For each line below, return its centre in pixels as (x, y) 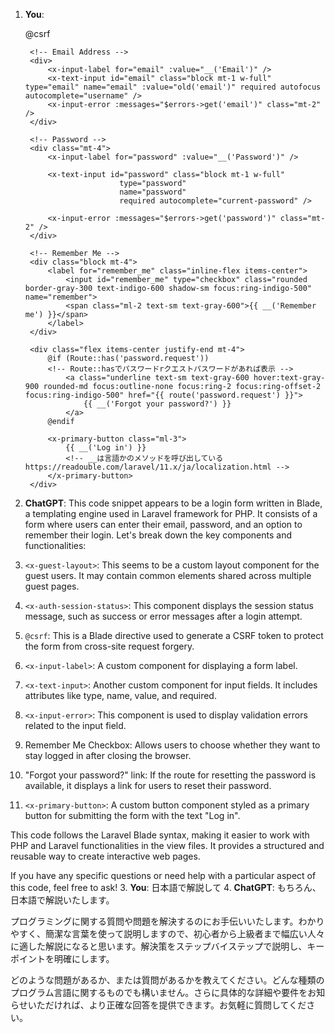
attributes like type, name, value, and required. (120, 695)
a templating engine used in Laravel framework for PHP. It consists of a (171, 513)
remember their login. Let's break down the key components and (158, 535)
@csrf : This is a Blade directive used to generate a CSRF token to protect (174, 635)
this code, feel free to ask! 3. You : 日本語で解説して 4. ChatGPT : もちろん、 (166, 887)
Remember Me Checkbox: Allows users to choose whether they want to (172, 745)
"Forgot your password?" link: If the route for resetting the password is (170, 775)
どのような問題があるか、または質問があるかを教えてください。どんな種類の (167, 980)
